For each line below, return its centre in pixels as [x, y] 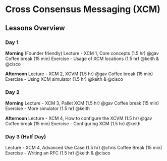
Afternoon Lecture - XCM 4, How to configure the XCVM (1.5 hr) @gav [79, 118]
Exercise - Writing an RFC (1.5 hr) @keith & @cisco [58, 153]
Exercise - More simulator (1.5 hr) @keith [47, 109]
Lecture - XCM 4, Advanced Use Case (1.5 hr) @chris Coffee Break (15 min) [84, 148]
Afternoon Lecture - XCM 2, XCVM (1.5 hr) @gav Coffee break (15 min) [79, 74]
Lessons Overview [35, 28]
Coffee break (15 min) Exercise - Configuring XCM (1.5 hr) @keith [73, 124]
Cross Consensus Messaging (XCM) [83, 9]
